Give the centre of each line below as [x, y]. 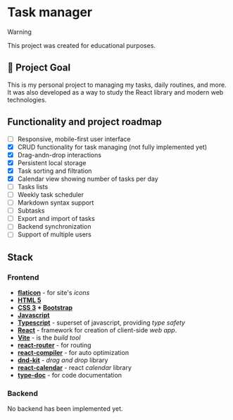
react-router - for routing [54, 345]
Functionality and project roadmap [84, 122]
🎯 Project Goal [39, 68]
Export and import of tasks [56, 219]
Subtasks [31, 211]
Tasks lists [33, 186]
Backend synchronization [54, 227]
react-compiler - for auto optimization [73, 353]
